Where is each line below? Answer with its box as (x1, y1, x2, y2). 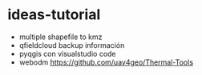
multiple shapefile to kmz (18, 32, 103, 41)
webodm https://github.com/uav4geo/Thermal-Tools (18, 57, 194, 67)
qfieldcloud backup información (18, 40, 125, 49)
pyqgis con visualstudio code (18, 49, 117, 58)
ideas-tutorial (7, 6, 101, 24)
